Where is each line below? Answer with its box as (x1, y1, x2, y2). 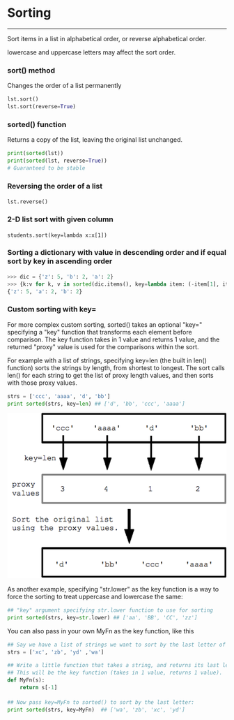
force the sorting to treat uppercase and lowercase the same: (7, 592, 183, 601)
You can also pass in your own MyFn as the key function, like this (7, 626, 194, 635)
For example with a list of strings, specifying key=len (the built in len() (7, 356, 208, 365)
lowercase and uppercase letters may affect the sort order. (7, 47, 176, 57)
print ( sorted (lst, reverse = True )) (7, 157, 108, 165)
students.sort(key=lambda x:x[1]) (7, 232, 108, 239)
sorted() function (7, 119, 67, 129)
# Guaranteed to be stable (7, 165, 86, 172)
